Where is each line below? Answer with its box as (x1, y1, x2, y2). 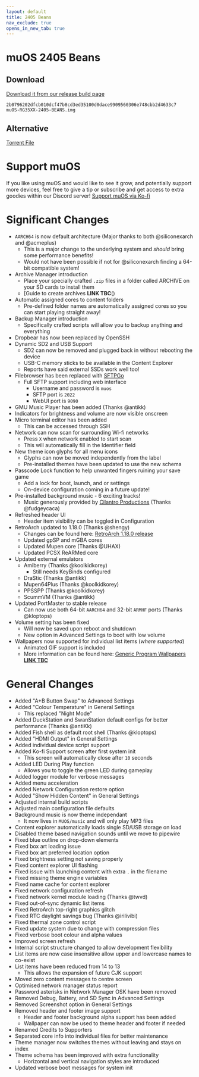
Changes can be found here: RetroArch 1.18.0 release (23, 530, 153, 537)
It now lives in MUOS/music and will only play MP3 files (23, 817, 154, 825)
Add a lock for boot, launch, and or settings (23, 479, 130, 486)
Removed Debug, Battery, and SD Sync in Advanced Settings (14, 994, 165, 1001)
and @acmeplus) (14, 239, 56, 246)
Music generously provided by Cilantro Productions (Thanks (23, 498, 171, 505)
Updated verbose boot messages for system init (14, 1064, 133, 1071)
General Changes (6, 678, 94, 691)
